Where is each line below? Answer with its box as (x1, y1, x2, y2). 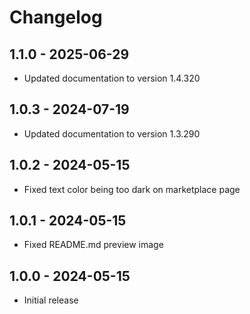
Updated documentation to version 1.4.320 (23, 72, 201, 84)
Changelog (9, 6, 103, 29)
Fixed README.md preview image (23, 239, 164, 251)
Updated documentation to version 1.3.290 (23, 127, 201, 140)
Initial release (23, 294, 79, 306)
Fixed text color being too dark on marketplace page (23, 183, 241, 195)
